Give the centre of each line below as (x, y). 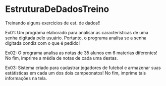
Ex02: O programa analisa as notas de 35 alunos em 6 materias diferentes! (81, 53)
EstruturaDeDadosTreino (57, 9)
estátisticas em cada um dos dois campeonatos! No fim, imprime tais (76, 73)
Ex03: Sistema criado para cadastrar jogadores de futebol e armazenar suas (83, 68)
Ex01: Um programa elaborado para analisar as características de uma (77, 32)
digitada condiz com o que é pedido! (43, 43)
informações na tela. (26, 78)
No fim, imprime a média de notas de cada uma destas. (61, 58)
